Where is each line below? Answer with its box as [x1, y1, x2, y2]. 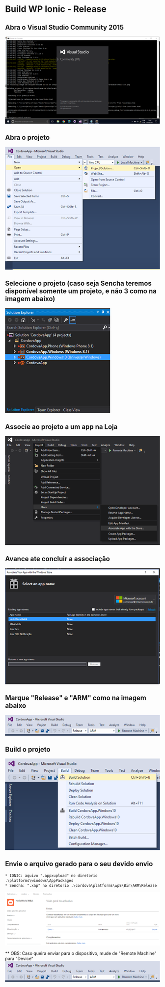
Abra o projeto [5, 133, 50, 142]
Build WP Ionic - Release [5, 3, 107, 15]
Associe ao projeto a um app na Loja [5, 422, 118, 431]
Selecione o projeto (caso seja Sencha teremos [5, 279, 152, 288]
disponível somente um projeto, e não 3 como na [5, 287, 157, 296]
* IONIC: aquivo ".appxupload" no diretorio [5, 873, 98, 878]
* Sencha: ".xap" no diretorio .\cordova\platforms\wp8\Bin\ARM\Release [5, 883, 157, 888]
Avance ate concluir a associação [5, 555, 110, 563]
